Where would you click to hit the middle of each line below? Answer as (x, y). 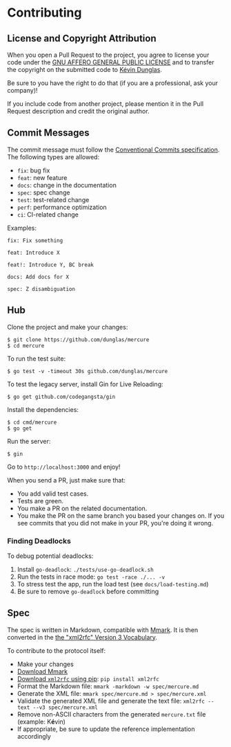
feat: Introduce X (33, 253)
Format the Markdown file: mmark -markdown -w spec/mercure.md (108, 686)
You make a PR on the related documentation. (82, 508)
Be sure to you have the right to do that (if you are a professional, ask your (113, 83)
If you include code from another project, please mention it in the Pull (106, 104)
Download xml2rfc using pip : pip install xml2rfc (88, 678)
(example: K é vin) (41, 721)
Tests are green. (40, 501)
